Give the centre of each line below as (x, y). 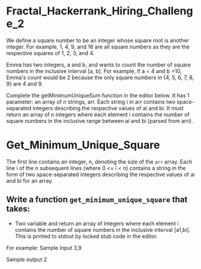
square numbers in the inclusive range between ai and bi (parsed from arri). (100, 120)
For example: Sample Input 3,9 (44, 247)
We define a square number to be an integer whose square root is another (98, 40)
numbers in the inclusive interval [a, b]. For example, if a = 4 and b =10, (94, 71)
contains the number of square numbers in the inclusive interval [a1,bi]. (103, 229)
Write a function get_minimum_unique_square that (97, 200)
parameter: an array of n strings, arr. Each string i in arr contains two (91, 102)
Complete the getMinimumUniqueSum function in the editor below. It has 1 (98, 95)
